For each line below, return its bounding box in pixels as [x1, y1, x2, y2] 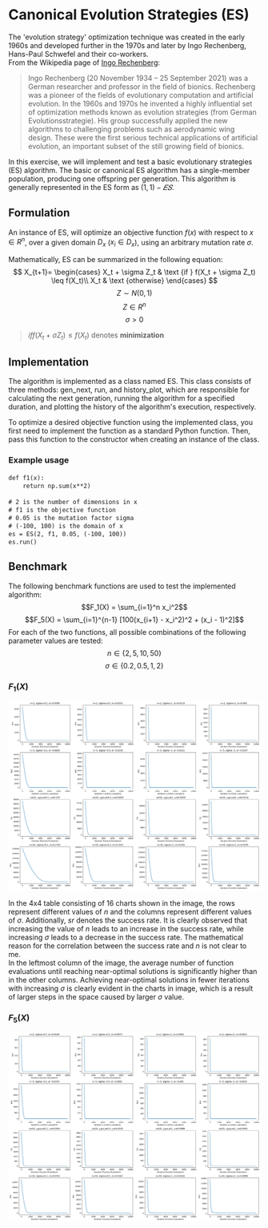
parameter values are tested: [8, 636, 103, 645]
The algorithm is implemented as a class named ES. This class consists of [8, 377, 252, 386]
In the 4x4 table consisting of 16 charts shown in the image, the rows [8, 898, 236, 907]
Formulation [8, 206, 70, 220]
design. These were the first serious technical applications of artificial [27, 132, 258, 142]
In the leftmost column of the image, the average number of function [8, 958, 234, 967]
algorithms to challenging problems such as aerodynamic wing [27, 124, 235, 134]
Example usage [8, 454, 70, 466]
